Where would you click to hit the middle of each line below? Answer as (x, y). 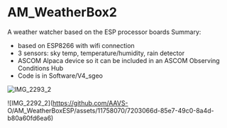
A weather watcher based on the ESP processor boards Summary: (104, 32)
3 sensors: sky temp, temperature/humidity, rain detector (101, 53)
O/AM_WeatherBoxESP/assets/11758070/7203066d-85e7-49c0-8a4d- (111, 110)
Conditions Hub (40, 68)
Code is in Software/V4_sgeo (60, 76)
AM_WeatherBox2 (62, 12)
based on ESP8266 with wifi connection (76, 45)
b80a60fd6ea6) (31, 118)
